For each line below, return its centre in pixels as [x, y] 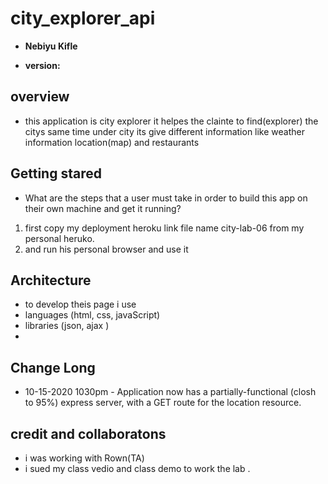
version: [42, 65]
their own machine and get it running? [103, 208]
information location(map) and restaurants [112, 142]
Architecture [51, 280]
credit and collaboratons [88, 433]
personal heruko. [59, 238]
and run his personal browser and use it [106, 249]
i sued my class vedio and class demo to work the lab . [137, 468]
